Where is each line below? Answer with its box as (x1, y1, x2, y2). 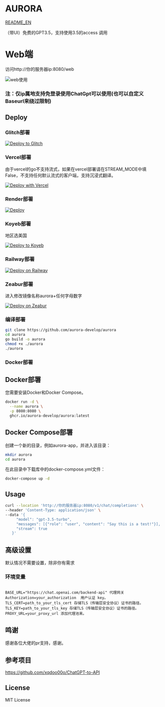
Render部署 (5, 195, 33, 202)
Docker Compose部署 (5, 428, 73, 436)
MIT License (5, 697, 31, 703)
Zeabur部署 (5, 280, 34, 287)
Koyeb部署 (5, 220, 31, 227)
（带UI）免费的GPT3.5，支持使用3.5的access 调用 (5, 29, 108, 35)
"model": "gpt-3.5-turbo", (16, 517, 72, 522)
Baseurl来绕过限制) (5, 98, 52, 105)
